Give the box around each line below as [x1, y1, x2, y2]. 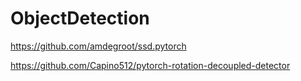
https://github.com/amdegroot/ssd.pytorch [10, 40, 187, 52]
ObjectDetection [10, 7, 150, 30]
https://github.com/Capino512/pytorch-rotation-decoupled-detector [10, 59, 291, 71]
